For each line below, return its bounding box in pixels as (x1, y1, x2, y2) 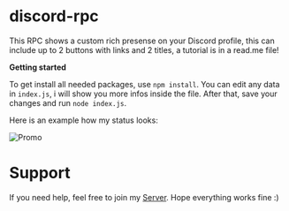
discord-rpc (9, 6, 99, 26)
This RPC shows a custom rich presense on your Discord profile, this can (9, 35, 276, 46)
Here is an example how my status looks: (9, 115, 159, 125)
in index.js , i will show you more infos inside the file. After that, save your (9, 88, 278, 99)
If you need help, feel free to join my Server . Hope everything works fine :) (9, 192, 280, 202)
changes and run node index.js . (9, 97, 127, 108)
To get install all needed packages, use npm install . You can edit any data (9, 79, 280, 89)
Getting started (9, 62, 66, 72)
